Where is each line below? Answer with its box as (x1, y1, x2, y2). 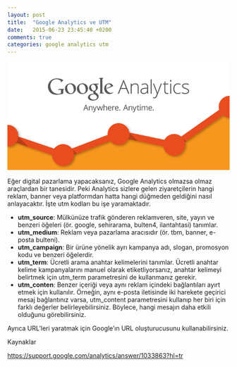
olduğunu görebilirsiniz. (17, 311, 87, 319)
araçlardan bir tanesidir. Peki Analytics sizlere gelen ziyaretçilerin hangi (7, 185, 214, 193)
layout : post (7, 11, 46, 18)
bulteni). (35, 236, 60, 244)
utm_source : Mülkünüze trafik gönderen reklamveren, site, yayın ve (17, 213, 215, 222)
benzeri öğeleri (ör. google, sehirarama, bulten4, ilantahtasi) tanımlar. (17, 220, 219, 229)
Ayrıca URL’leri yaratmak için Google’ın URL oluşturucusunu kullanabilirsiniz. (7, 324, 229, 332)
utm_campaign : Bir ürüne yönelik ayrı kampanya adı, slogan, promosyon (17, 243, 229, 251)
